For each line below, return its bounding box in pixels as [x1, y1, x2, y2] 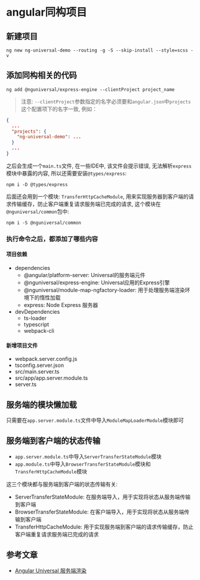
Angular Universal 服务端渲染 [14, 567, 87, 574]
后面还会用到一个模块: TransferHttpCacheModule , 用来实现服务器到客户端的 [6, 193, 189, 200]
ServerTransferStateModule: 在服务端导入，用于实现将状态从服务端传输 [14, 493, 191, 500]
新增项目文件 [6, 342, 38, 349]
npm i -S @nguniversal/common [6, 220, 82, 226]
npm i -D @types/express [6, 181, 68, 187]
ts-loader [23, 315, 47, 322]
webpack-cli [23, 327, 55, 335]
